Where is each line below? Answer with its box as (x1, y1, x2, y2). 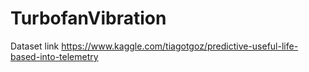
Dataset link (10, 40, 60, 52)
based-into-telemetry (10, 50, 99, 62)
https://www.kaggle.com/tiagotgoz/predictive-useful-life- (61, 40, 299, 52)
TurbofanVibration (10, 7, 167, 30)
